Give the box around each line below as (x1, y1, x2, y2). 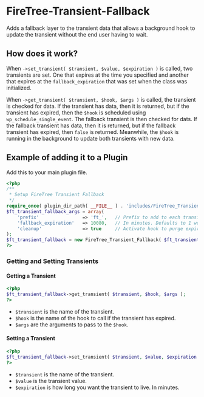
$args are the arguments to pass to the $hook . (15, 321, 129, 328)
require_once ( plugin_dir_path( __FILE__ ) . (6, 203, 123, 209)
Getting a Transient (6, 272, 56, 279)
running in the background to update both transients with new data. (6, 135, 175, 142)
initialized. (6, 84, 32, 91)
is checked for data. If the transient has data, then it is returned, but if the (6, 102, 189, 110)
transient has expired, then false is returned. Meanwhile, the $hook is (6, 128, 179, 135)
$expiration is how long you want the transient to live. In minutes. (15, 384, 180, 391)
